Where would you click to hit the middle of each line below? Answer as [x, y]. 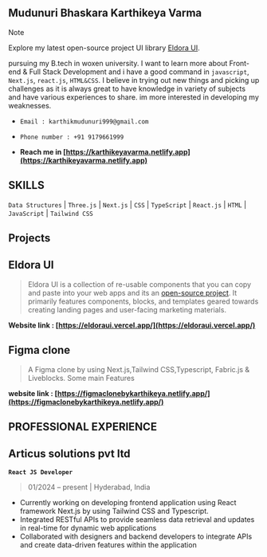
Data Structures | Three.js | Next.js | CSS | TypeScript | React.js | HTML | [128, 204]
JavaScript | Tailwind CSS [51, 213]
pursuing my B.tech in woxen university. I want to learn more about [118, 63]
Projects [29, 238]
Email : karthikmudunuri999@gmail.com [84, 122]
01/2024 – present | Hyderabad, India [89, 487]
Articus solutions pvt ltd [69, 454]
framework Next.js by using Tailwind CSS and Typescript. [114, 511]
